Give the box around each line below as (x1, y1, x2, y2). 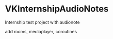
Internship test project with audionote (5, 19, 80, 25)
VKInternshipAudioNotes (5, 3, 109, 14)
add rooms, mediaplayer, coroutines (5, 28, 77, 34)
